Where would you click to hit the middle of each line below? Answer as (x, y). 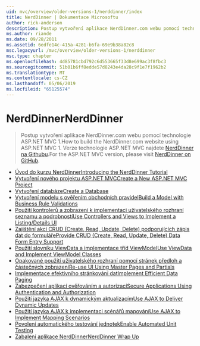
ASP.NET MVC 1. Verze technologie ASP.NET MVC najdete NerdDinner (107, 148)
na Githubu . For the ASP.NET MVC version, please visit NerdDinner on (106, 154)
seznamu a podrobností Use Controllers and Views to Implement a (95, 216)
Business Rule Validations (46, 204)
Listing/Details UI (36, 222)
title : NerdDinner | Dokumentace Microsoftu (62, 17)
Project (24, 185)
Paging (24, 279)
